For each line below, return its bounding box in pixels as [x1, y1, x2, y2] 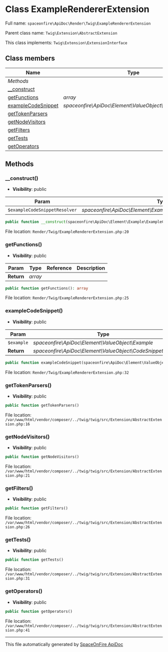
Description [76, 265, 105, 272]
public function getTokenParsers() [5, 403, 79, 408]
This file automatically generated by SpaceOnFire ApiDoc [5, 641, 123, 647]
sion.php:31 [5, 576, 30, 581]
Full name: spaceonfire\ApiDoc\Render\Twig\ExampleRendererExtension [5, 20, 151, 26]
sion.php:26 [5, 525, 30, 530]
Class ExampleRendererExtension [5, 4, 149, 15]
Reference [46, 265, 72, 272]
